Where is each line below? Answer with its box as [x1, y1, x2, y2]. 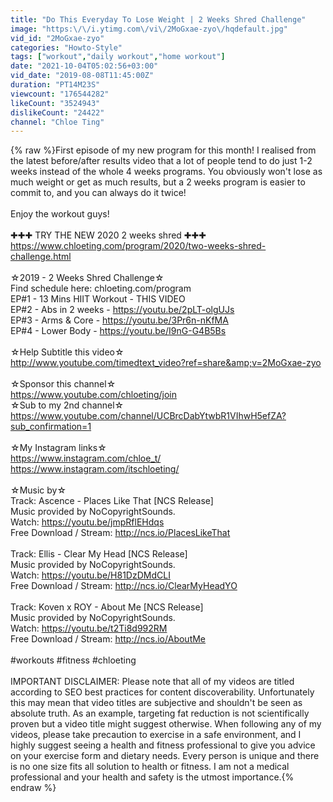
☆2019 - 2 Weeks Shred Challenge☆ [10, 272, 165, 284]
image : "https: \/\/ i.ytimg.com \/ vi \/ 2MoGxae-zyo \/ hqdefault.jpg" [10, 24, 288, 34]
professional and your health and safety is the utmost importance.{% [10, 771, 295, 783]
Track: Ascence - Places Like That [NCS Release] [10, 495, 214, 507]
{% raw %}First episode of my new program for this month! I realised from [10, 144, 317, 156]
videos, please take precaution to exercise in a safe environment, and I [10, 729, 302, 741]
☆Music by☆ [10, 484, 67, 496]
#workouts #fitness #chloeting [10, 654, 137, 666]
